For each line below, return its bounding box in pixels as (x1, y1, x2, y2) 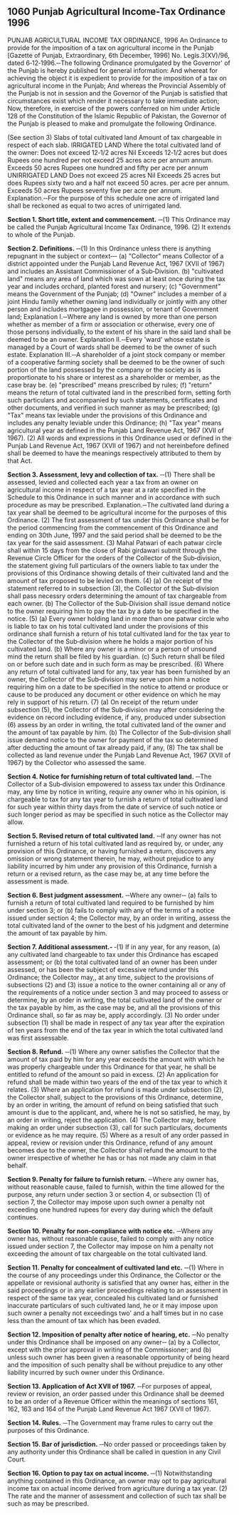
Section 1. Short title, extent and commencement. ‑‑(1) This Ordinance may (7, 215, 230, 223)
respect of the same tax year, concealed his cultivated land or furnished (7, 1293, 218, 1302)
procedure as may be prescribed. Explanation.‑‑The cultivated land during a (7, 500, 230, 509)
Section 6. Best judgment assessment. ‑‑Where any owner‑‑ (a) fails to (7, 891, 218, 899)
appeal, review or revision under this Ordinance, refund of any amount (7, 1138, 213, 1147)
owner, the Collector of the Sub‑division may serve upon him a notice (7, 674, 211, 684)
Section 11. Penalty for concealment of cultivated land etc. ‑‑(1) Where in (7, 1263, 224, 1272)
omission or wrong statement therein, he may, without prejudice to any (7, 854, 215, 863)
